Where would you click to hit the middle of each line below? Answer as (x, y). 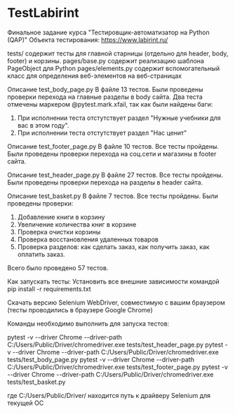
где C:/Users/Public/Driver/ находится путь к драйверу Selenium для (109, 395)
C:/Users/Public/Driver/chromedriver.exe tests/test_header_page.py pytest (115, 345)
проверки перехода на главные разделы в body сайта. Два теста (105, 97)
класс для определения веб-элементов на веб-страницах (95, 76)
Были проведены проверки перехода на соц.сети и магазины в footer (112, 154)
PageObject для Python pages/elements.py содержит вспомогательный (113, 68)
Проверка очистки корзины (59, 232)
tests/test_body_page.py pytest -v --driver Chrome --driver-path (101, 359)
